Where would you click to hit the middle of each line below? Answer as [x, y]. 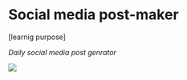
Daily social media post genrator [62, 52]
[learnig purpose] [37, 37]
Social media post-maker [93, 15]
